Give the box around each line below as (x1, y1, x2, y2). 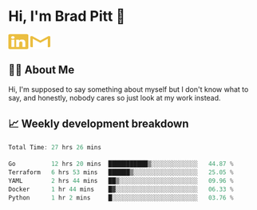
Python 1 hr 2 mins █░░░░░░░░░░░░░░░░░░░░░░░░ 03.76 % (8, 193, 234, 202)
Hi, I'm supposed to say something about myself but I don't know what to (8, 84, 249, 94)
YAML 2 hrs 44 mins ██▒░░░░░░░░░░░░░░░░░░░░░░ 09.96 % (8, 177, 234, 185)
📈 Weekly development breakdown (8, 117, 189, 131)
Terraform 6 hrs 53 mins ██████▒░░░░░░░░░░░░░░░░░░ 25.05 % (8, 168, 234, 176)
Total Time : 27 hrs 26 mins (8, 143, 102, 151)
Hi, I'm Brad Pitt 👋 (8, 7, 126, 26)
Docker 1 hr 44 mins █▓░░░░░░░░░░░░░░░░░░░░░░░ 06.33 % (8, 185, 234, 193)
